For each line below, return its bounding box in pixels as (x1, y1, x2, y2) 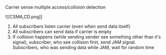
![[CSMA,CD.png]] (5, 14, 42, 19)
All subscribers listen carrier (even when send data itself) (12, 23, 130, 29)
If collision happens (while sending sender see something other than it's (12, 34, 161, 40)
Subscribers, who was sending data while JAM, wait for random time (12, 45, 154, 50)
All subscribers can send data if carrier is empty (12, 29, 111, 34)
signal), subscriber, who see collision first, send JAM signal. (12, 39, 136, 45)
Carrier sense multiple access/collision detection (5, 4, 106, 10)
